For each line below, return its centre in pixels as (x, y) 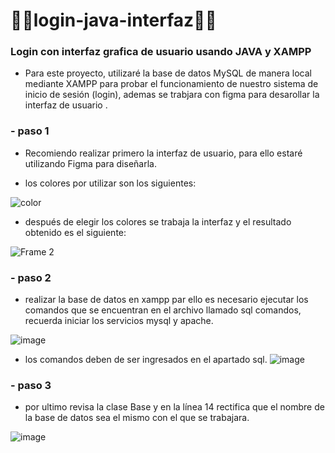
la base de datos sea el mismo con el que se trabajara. (137, 418)
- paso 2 (31, 277)
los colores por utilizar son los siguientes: (110, 183)
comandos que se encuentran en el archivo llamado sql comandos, (163, 310)
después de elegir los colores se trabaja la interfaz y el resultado (158, 221)
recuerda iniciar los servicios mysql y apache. (119, 321)
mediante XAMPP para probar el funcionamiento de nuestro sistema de (171, 84)
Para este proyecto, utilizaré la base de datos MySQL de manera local (168, 73)
